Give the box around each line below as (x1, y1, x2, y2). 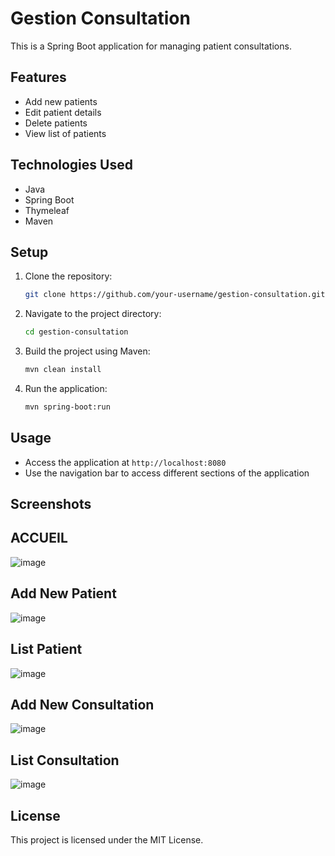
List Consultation (10, 752, 120, 769)
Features (10, 69, 67, 86)
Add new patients (24, 95, 98, 107)
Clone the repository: (24, 270, 113, 282)
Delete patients (24, 117, 88, 129)
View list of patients (24, 127, 107, 139)
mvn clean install (24, 365, 102, 375)
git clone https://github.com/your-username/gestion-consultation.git (24, 290, 326, 300)
